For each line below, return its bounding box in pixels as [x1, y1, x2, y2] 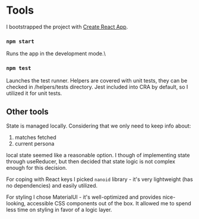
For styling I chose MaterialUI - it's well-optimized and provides [6, 193, 162, 201]
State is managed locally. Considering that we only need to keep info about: [6, 122, 191, 129]
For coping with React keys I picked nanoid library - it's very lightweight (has [6, 176, 193, 183]
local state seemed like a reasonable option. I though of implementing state [6, 152, 190, 159]
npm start [6, 38, 34, 45]
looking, [6, 200, 26, 207]
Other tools [6, 106, 49, 116]
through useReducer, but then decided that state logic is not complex [6, 158, 175, 165]
